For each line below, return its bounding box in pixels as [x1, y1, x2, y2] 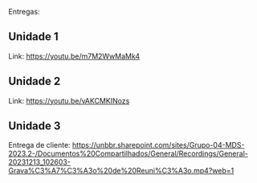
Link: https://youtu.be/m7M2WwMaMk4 [8, 51, 141, 61]
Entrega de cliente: [8, 140, 71, 150]
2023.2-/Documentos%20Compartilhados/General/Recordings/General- [8, 148, 249, 159]
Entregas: [8, 7, 40, 16]
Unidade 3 [8, 120, 61, 133]
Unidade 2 [8, 75, 61, 88]
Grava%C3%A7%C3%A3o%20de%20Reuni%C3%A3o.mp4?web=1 [8, 166, 235, 176]
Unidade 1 [8, 30, 59, 43]
